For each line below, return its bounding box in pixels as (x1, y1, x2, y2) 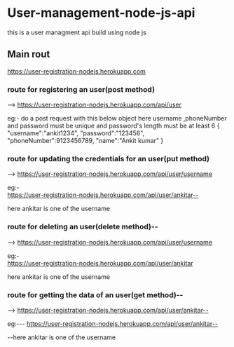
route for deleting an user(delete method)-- (7, 222, 158, 232)
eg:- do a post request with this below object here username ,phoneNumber (7, 114, 227, 123)
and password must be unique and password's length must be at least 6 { (7, 121, 220, 130)
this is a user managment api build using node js (7, 28, 147, 36)
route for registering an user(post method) (7, 84, 156, 94)
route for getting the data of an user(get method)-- (7, 290, 184, 299)
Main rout (7, 48, 50, 60)
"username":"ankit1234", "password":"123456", (7, 129, 145, 137)
